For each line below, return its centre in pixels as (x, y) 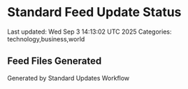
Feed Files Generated (55, 61)
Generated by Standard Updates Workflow (68, 78)
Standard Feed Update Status (94, 12)
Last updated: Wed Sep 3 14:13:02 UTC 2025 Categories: (89, 32)
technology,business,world (46, 39)
